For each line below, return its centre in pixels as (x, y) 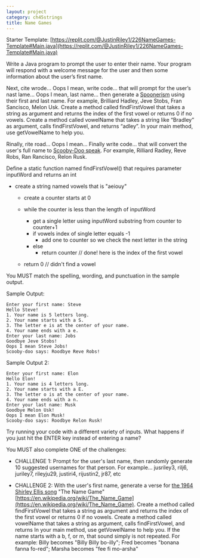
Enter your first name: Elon (42, 374)
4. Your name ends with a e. (42, 331)
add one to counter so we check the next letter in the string (115, 240)
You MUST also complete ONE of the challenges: (66, 450)
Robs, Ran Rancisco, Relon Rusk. (47, 157)
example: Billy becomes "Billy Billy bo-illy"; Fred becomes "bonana (97, 542)
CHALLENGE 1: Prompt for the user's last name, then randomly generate (104, 461)
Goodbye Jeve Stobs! (32, 341)
